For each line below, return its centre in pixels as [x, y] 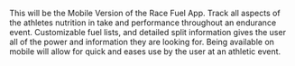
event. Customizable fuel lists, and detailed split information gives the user [148, 32]
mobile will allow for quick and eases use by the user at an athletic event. [145, 52]
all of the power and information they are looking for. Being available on [142, 42]
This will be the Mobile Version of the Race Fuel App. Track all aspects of [145, 13]
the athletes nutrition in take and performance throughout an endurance [143, 23]
